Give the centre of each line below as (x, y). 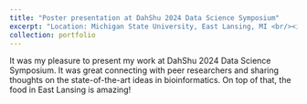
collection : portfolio (53, 35)
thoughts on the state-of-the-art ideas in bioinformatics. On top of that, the (150, 80)
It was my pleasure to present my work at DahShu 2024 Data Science (140, 61)
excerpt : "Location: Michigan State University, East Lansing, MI (138, 26)
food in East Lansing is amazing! (70, 90)
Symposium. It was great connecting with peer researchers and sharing (144, 70)
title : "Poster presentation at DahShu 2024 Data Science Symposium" (145, 18)
